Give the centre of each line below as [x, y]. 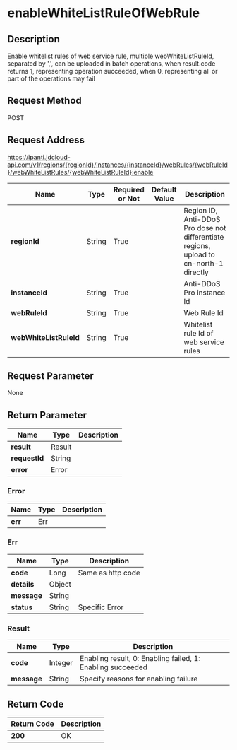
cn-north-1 [203, 263]
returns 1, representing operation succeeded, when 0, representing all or [113, 71]
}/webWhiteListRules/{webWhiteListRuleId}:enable [80, 172]
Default [164, 189]
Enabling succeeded [114, 667]
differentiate [204, 237]
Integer [61, 663]
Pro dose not [205, 228]
